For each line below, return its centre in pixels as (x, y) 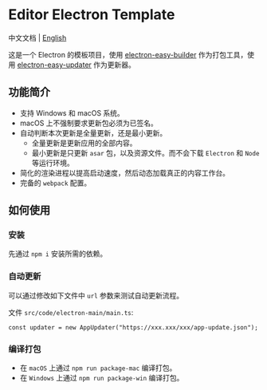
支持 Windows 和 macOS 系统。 (72, 112)
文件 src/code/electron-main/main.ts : (71, 312)
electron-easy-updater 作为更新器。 (76, 65)
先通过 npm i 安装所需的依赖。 (58, 254)
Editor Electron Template (92, 15)
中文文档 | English (37, 37)
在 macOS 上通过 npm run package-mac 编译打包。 (98, 368)
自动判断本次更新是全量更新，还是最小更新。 (93, 132)
